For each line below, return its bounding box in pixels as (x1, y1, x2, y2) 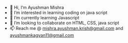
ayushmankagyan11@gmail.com (9, 32, 75, 38)
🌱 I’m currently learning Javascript (9, 15, 79, 20)
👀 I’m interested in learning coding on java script (9, 10, 108, 15)
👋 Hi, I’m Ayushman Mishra (9, 5, 64, 10)
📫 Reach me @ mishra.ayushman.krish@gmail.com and (9, 26, 124, 31)
